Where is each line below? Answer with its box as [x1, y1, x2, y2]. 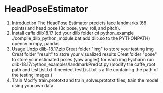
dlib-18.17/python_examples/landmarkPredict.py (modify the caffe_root [11, 62, 156, 67]
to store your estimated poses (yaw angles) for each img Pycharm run [11, 56, 154, 62]
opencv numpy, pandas [11, 40, 60, 46]
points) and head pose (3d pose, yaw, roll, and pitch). [11, 25, 120, 31]
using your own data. [11, 82, 55, 88]
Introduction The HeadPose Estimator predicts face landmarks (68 [11, 20, 147, 26]
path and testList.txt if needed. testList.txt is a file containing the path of [11, 66, 158, 72]
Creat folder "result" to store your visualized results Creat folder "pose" [11, 51, 157, 57]
